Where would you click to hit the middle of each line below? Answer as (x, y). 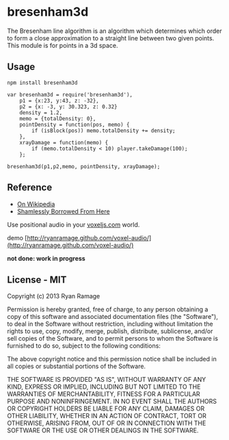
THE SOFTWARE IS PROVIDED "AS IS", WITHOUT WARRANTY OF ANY (107, 380)
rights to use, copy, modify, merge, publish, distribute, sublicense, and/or (110, 331)
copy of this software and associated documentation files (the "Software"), (113, 317)
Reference (30, 188)
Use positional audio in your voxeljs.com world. (73, 224)
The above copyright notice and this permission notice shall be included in (112, 359)
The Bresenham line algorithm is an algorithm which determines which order (114, 31)
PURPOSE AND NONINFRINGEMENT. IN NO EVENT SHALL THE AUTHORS (112, 402)
